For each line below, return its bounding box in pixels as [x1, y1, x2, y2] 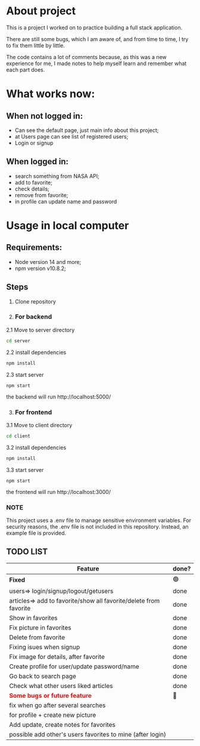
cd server [6, 337, 31, 344]
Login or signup [14, 139, 54, 146]
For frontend [14, 408, 52, 416]
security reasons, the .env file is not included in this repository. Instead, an [6, 523, 189, 530]
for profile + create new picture [9, 711, 96, 719]
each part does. [6, 66, 45, 73]
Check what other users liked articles [9, 681, 113, 690]
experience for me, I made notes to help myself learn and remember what [6, 60, 187, 67]
